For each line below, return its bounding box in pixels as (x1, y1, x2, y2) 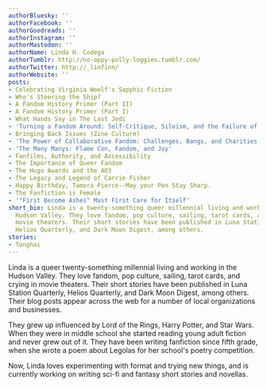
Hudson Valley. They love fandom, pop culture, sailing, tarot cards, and (8, 271, 241, 281)
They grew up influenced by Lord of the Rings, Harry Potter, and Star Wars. (8, 319, 254, 330)
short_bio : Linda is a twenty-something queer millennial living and (8, 203, 244, 211)
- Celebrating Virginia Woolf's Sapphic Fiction (8, 85, 172, 94)
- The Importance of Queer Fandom (8, 160, 123, 168)
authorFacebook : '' (8, 19, 73, 27)
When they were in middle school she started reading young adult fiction (8, 328, 246, 338)
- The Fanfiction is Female (8, 188, 102, 197)
